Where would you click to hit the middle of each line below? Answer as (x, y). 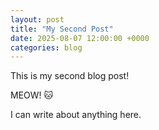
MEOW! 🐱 (32, 95)
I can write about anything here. (76, 115)
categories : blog (46, 47)
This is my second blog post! (70, 76)
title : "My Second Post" (62, 29)
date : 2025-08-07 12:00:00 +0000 (80, 38)
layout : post (37, 19)
